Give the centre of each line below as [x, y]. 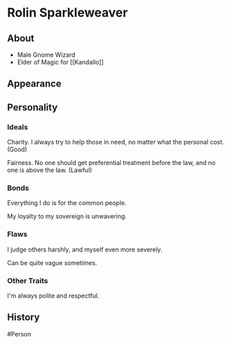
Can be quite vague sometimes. [52, 262]
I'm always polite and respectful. [53, 296]
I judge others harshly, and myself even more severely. [85, 249]
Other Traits [28, 280]
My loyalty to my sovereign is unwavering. [67, 216]
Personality [32, 107]
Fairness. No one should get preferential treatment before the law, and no [111, 163]
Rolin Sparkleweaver [68, 13]
